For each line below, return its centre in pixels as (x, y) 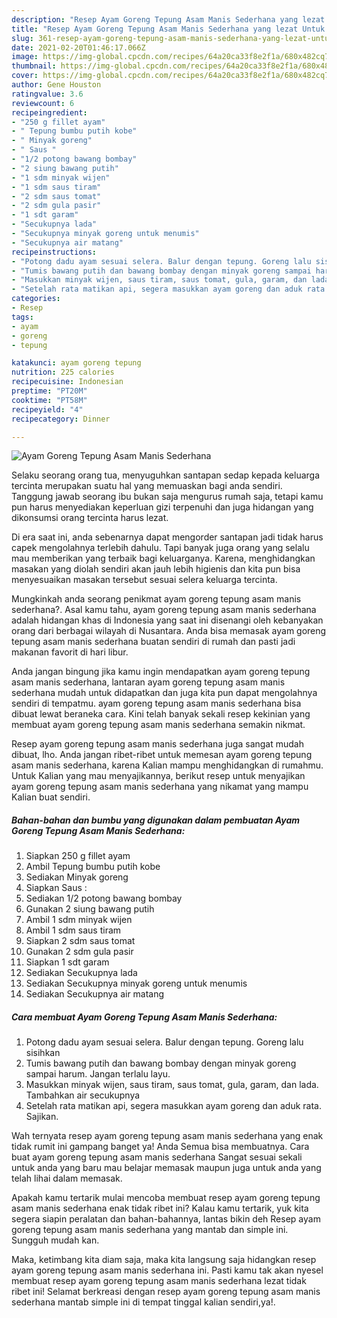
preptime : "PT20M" (49, 391)
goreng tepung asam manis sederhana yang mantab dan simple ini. (150, 1230)
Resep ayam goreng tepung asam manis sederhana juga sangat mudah (157, 744)
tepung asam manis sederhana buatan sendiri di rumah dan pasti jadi (153, 642)
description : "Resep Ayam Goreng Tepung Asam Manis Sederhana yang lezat (168, 19)
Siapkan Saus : (56, 888)
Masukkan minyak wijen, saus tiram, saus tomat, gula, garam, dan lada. (172, 1085)
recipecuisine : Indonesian (67, 382)
